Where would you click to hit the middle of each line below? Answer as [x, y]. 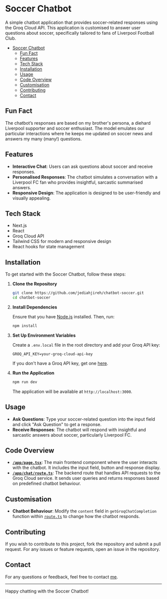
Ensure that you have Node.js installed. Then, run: [63, 316]
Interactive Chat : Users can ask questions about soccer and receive [83, 166]
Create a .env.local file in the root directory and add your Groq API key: [86, 345]
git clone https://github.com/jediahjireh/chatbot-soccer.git [78, 293]
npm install [25, 326]
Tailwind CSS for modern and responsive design [62, 241]
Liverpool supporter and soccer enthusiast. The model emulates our [75, 128]
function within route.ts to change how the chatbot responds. [76, 517]
